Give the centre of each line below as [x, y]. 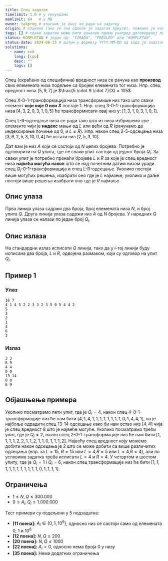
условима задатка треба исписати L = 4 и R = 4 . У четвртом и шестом [81, 457]
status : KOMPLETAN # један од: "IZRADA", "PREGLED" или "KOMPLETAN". [79, 38]
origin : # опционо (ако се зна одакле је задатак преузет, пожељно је [80, 29]
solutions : [16, 47]
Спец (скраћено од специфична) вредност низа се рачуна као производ [83, 80]
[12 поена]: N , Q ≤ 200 [36, 536]
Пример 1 [21, 276]
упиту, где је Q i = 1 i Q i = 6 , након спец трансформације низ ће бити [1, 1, [82, 463]
